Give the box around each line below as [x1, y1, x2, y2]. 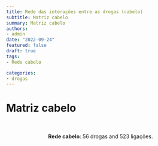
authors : [6, 25, 28, 32]
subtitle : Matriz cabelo [6, 14, 68, 20]
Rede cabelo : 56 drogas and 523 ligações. [48, 133, 153, 140]
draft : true [6, 48, 36, 54]
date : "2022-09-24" [6, 37, 55, 43]
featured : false [6, 43, 47, 49]
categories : [6, 70, 36, 76]
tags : [6, 53, 20, 59]
